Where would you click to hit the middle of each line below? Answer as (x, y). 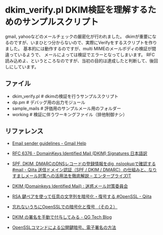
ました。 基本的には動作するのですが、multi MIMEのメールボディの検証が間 (81, 49)
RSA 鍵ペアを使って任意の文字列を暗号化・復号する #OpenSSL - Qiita (82, 196)
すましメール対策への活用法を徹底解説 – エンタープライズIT (72, 176)
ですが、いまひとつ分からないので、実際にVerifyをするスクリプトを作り (85, 42)
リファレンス (24, 131)
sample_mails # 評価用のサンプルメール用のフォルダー (66, 108)
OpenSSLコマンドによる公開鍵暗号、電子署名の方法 (64, 227)
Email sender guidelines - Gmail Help (49, 143)
